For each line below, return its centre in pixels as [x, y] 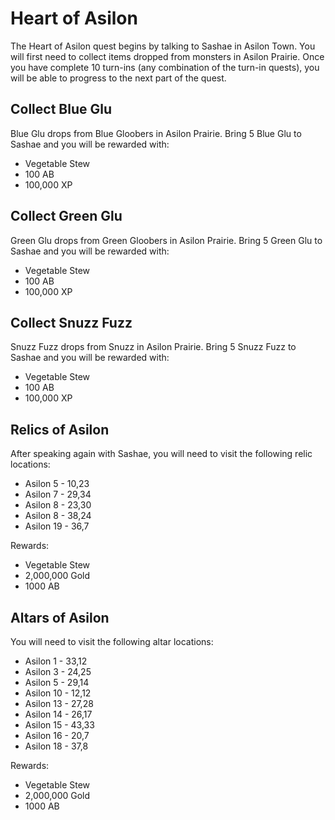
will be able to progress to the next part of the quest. [118, 78]
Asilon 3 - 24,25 [58, 671]
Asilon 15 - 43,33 [59, 725]
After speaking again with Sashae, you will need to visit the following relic [161, 454]
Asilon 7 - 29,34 [58, 494]
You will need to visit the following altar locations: [112, 641]
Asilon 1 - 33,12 [56, 661]
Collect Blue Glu [61, 109]
